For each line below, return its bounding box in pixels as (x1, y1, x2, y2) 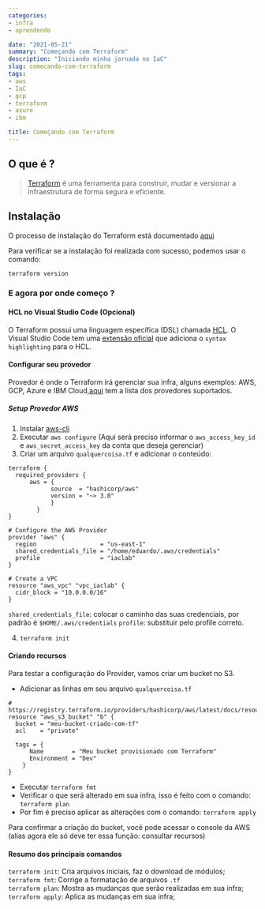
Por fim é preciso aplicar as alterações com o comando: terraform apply (19, 807, 256, 817)
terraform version (8, 269, 69, 277)
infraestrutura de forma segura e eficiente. (27, 186, 166, 196)
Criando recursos (8, 651, 67, 660)
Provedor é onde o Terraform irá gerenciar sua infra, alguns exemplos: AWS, (8, 377, 256, 387)
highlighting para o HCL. (8, 341, 92, 351)
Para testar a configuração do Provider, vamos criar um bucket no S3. (8, 669, 235, 678)
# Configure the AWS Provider (8, 526, 108, 534)
